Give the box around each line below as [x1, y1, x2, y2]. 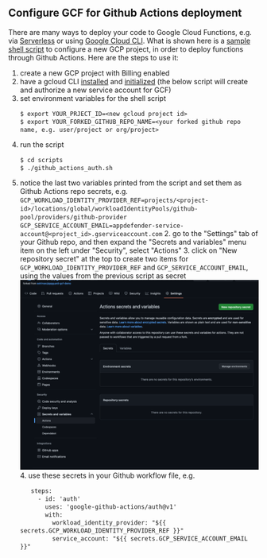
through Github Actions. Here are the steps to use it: [8, 52, 179, 62]
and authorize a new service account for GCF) [19, 85, 172, 95]
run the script [19, 139, 64, 149]
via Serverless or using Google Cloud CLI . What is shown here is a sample [8, 36, 251, 45]
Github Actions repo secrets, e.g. [19, 186, 129, 196]
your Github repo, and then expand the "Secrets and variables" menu [19, 237, 247, 246]
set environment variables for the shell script [19, 93, 167, 103]
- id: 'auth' [37, 494, 81, 503]
